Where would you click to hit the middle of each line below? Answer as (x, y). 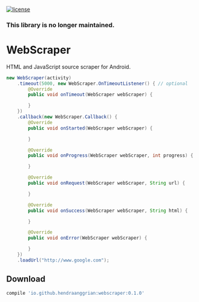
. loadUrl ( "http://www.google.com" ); (64, 260)
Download (26, 279)
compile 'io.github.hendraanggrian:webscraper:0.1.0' (76, 293)
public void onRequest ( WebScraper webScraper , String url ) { (107, 183)
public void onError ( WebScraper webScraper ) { (88, 238)
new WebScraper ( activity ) (39, 78)
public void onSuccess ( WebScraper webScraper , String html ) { (108, 211)
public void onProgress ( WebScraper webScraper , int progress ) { (111, 156)
